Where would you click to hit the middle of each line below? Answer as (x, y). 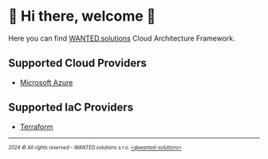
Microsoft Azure (46, 82)
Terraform (36, 126)
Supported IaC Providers (71, 108)
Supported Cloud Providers (78, 63)
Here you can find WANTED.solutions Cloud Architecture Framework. (122, 38)
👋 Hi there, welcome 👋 (82, 16)
